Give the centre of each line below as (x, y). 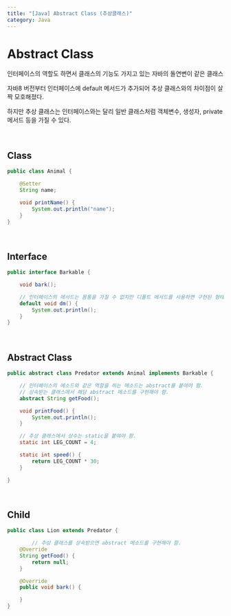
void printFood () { (47, 411)
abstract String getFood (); (59, 398)
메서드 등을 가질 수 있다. (39, 120)
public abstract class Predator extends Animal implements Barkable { (110, 373)
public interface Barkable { (49, 272)
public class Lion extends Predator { (63, 531)
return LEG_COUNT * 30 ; (66, 461)
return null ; (51, 562)
